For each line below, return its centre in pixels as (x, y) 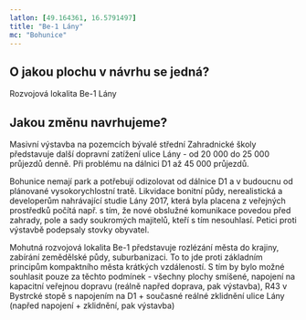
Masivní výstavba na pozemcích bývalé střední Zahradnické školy (133, 144)
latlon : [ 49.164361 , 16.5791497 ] (73, 18)
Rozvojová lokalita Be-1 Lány (63, 94)
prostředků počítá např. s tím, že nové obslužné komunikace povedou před (150, 210)
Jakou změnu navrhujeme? (89, 123)
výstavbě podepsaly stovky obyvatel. (79, 230)
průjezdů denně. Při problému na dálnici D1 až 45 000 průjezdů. (129, 164)
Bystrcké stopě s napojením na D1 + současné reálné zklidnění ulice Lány (147, 296)
